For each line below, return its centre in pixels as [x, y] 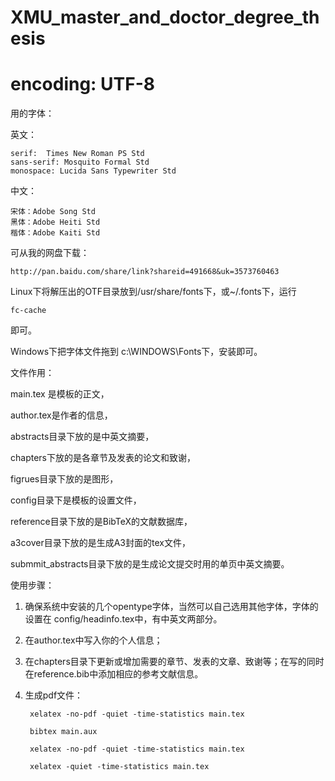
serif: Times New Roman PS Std [77, 154]
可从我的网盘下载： [50, 253]
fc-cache [28, 311]
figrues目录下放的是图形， [64, 479]
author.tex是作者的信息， [61, 415]
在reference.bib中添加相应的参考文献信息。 [114, 674]
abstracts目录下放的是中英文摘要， [82, 437]
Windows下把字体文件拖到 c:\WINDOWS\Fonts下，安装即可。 [136, 352]
